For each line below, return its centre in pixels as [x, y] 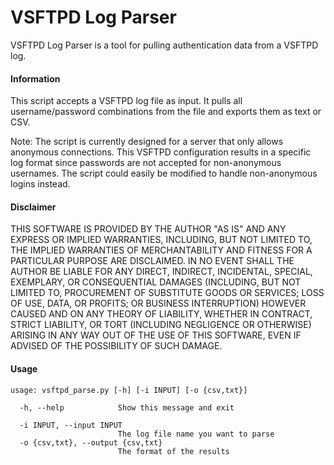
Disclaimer [33, 207]
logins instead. [40, 184]
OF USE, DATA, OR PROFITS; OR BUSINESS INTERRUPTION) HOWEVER [158, 303]
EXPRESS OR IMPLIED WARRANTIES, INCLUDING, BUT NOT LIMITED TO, [161, 240]
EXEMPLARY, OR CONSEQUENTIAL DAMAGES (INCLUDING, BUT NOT [156, 282]
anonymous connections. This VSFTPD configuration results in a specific [161, 152]
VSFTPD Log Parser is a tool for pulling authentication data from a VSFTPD [164, 45]
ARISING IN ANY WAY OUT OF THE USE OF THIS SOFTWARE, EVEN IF [156, 335]
